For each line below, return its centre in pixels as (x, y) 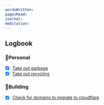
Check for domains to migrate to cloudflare (56, 98)
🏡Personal (18, 57)
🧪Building (17, 87)
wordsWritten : (20, 10)
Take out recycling (31, 74)
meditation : (17, 23)
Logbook (19, 43)
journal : (14, 19)
